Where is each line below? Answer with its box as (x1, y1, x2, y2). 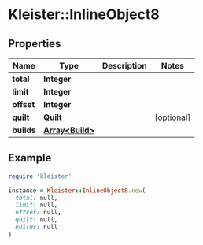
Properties (8, 37, 61, 50)
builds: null (15, 223, 58, 232)
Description (101, 61, 147, 71)
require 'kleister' (8, 172, 72, 180)
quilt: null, (15, 216, 58, 224)
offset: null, (15, 209, 61, 217)
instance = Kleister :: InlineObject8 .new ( (8, 187, 146, 195)
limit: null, (15, 201, 58, 210)
